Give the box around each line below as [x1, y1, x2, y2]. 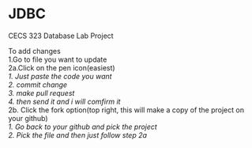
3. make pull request [8, 88, 75, 97]
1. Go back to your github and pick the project [8, 122, 158, 131]
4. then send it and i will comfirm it [8, 97, 121, 106]
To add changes [8, 46, 61, 55]
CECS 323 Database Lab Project [8, 31, 114, 40]
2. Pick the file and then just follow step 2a [8, 130, 148, 139]
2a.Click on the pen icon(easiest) [8, 63, 116, 72]
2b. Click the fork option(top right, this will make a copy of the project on [8, 104, 245, 115]
